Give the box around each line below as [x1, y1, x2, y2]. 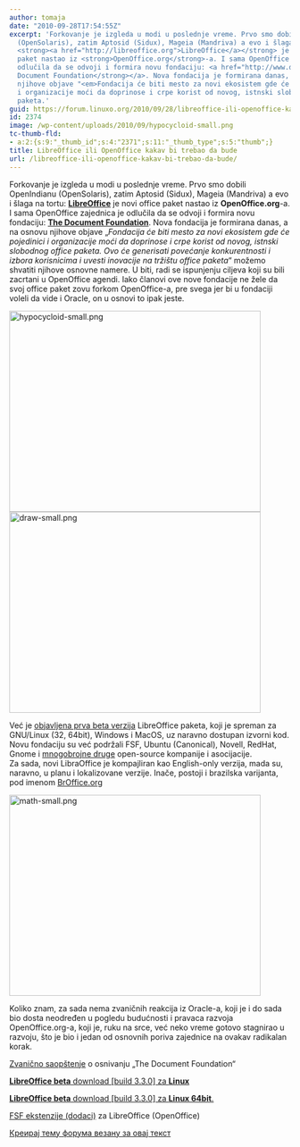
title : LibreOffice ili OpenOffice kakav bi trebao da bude [9, 146, 238, 155]
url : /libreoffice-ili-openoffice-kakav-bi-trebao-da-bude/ [9, 154, 238, 163]
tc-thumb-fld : [9, 130, 62, 138]
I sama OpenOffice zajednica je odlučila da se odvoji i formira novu [9, 207, 255, 218]
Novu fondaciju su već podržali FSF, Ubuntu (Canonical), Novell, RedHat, [9, 739, 277, 749]
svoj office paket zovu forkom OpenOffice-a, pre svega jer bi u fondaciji [9, 283, 273, 294]
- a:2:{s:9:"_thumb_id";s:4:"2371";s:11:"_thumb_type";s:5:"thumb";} [9, 138, 274, 147]
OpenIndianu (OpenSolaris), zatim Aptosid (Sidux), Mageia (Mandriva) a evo [9, 188, 289, 199]
